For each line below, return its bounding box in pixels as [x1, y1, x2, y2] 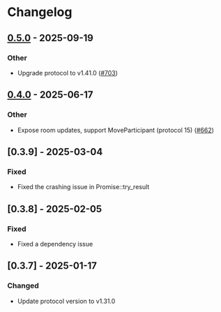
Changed [7, 281, 40, 290]
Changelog [7, 4, 73, 20]
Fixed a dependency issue [17, 239, 93, 248]
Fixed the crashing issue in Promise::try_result [17, 183, 150, 191]
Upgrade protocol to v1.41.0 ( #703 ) [17, 68, 119, 77]
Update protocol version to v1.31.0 [17, 297, 116, 305]
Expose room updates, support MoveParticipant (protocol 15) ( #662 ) [17, 126, 215, 134]
